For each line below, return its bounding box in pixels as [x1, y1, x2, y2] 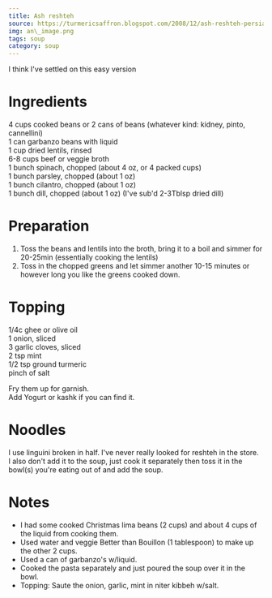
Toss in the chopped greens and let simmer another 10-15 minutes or [19, 261, 250, 270]
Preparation [8, 217, 90, 235]
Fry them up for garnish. [8, 383, 89, 394]
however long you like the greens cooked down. [19, 269, 181, 279]
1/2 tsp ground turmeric [8, 359, 87, 369]
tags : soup [8, 34, 45, 43]
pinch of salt [8, 368, 50, 377]
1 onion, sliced [8, 333, 57, 343]
